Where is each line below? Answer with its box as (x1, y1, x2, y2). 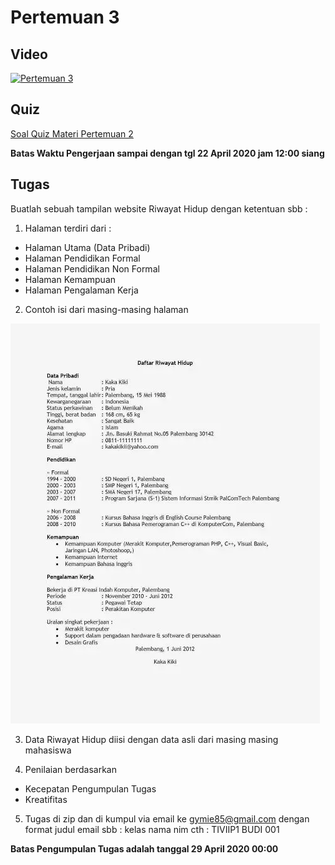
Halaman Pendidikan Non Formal (24, 262, 160, 275)
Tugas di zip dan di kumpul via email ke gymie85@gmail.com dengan (24, 812, 310, 825)
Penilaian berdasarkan (24, 763, 117, 775)
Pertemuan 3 (10, 6, 120, 29)
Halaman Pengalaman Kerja (24, 284, 139, 296)
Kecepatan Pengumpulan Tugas (24, 782, 157, 795)
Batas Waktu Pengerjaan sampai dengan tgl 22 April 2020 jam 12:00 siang (10, 147, 325, 159)
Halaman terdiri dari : (24, 222, 112, 234)
